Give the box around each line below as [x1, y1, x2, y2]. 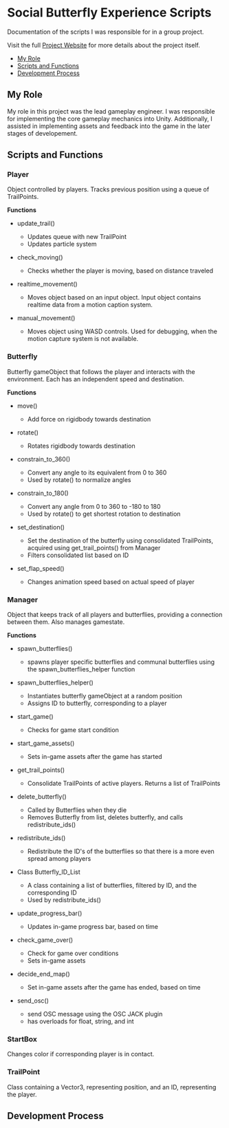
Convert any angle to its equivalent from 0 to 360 [27, 468, 167, 477]
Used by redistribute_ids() [27, 896, 101, 904]
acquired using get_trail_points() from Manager [27, 543, 161, 552]
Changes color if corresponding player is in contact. [7, 1050, 155, 1058]
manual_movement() [17, 314, 76, 322]
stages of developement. [7, 129, 78, 137]
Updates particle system [27, 240, 97, 249]
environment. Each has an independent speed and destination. [7, 375, 184, 383]
